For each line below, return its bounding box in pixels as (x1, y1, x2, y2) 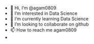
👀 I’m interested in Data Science (10, 10, 78, 16)
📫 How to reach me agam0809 (10, 27, 77, 33)
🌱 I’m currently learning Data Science (10, 16, 89, 21)
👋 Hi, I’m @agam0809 (10, 5, 57, 11)
